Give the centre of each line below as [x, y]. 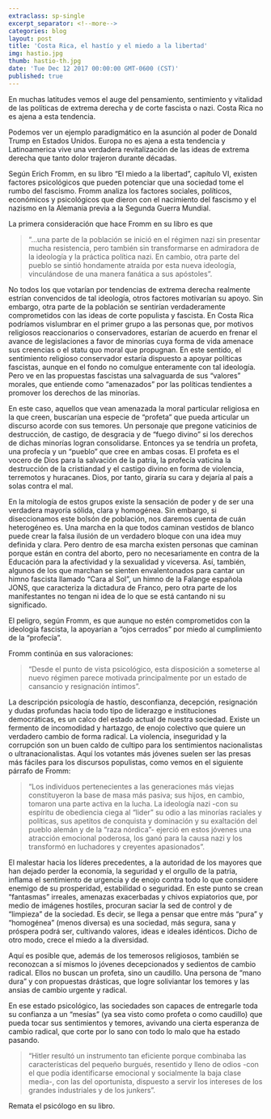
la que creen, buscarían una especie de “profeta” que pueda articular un [129, 417]
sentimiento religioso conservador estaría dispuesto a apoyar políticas [125, 358]
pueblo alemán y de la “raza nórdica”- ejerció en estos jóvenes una [140, 829]
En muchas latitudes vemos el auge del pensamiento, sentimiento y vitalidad [135, 99]
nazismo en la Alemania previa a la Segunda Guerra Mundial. [110, 208]
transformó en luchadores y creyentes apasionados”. [116, 846]
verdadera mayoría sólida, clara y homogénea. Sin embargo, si [112, 510]
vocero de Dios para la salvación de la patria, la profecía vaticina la [120, 460]
